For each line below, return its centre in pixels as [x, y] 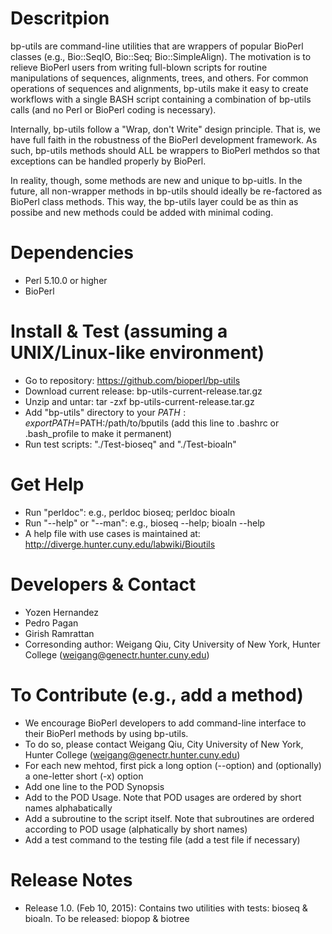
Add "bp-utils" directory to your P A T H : [105, 412]
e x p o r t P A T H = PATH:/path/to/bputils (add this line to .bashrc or [152, 423]
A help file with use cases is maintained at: [112, 533]
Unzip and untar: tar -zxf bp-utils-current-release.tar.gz [139, 401]
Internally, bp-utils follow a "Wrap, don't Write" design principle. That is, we [165, 129]
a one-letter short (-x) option [84, 776]
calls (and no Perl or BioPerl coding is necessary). [113, 109]
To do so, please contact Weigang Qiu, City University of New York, [164, 744]
